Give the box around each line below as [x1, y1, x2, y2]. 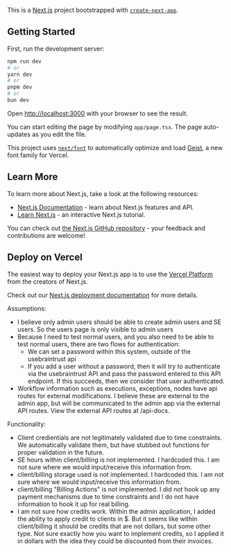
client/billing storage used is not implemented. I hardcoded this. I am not [17, 470, 224, 478]
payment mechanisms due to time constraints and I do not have [17, 492, 199, 501]
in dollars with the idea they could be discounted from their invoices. [17, 537, 214, 545]
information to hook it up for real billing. [17, 500, 130, 508]
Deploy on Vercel [7, 252, 83, 263]
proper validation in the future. [17, 448, 105, 456]
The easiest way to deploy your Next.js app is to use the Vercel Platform [7, 270, 214, 278]
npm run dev [7, 58, 42, 65]
